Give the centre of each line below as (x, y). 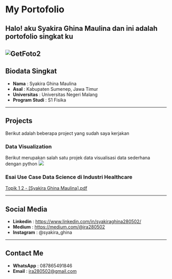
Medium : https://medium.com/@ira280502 (59, 227)
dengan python (21, 164)
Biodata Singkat (31, 71)
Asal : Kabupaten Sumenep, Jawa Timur (55, 89)
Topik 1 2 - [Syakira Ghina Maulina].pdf (46, 188)
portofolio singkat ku (39, 36)
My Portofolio (35, 9)
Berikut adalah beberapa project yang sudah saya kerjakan (67, 133)
